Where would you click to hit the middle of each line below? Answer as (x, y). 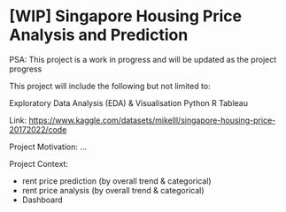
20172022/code (38, 129)
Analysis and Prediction (99, 35)
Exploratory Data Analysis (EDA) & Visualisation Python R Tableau (129, 102)
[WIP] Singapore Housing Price (125, 16)
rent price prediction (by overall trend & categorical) (116, 181)
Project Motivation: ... (48, 147)
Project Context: (39, 163)
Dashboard (43, 200)
